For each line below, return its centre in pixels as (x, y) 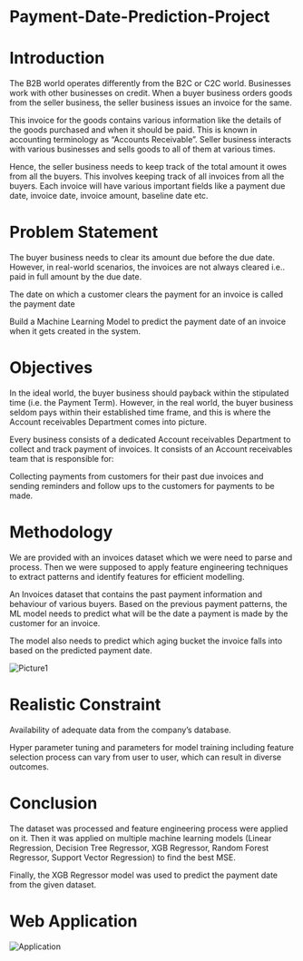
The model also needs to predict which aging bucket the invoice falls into (146, 641)
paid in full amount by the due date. (76, 277)
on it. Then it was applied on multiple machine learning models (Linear (141, 838)
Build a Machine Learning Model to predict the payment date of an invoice (148, 322)
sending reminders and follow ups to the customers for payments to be (142, 486)
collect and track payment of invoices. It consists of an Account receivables (151, 449)
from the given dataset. (53, 884)
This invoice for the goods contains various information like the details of (146, 121)
